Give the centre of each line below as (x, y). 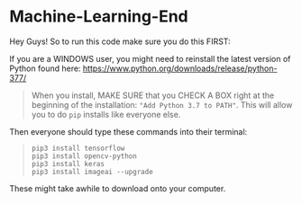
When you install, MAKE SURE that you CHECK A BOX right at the (153, 95)
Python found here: (45, 68)
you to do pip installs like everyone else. (106, 114)
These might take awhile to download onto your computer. (118, 188)
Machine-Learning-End (99, 17)
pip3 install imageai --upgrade (92, 172)
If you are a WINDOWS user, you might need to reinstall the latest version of (150, 58)
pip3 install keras (68, 163)
